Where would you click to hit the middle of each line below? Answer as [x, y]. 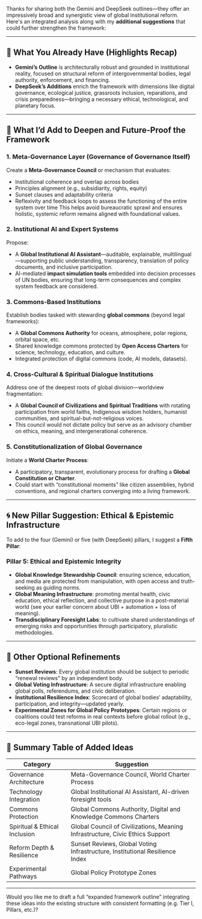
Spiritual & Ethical [34, 827]
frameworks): [23, 322]
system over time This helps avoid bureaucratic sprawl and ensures [99, 207]
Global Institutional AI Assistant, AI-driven [130, 792]
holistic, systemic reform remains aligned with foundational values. [97, 214]
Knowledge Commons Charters [115, 817]
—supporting [31, 260]
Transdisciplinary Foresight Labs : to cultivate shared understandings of [105, 619]
